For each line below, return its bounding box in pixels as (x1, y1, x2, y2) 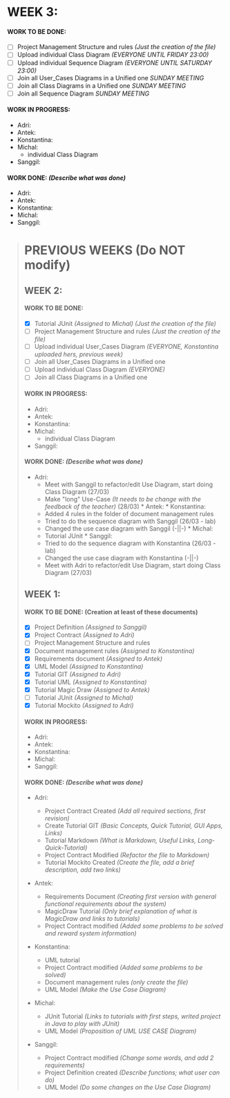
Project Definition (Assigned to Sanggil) (34, 623, 147, 632)
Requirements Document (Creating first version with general (44, 893, 216, 901)
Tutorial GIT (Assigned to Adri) (34, 670, 122, 678)
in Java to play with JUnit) (44, 1020, 119, 1028)
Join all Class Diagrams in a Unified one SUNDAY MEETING (17, 81, 186, 90)
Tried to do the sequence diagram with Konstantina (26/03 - (44, 539, 216, 547)
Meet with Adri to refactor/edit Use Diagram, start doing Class (44, 561, 221, 569)
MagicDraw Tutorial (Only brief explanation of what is (44, 907, 198, 915)
